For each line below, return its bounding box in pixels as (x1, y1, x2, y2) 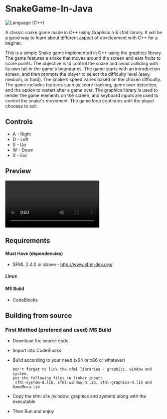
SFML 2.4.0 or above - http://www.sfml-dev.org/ (12, 261, 113, 267)
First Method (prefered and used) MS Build (5, 327, 111, 334)
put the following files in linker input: (12, 376, 103, 381)
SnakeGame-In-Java (5, 3, 93, 15)
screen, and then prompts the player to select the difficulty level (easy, (5, 71, 151, 77)
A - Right (12, 131, 31, 137)
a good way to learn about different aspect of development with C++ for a (5, 35, 158, 41)
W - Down (12, 147, 34, 153)
